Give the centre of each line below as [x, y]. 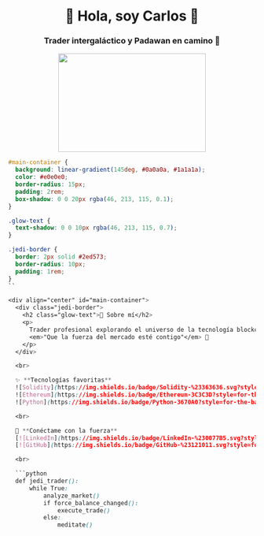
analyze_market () [71, 496]
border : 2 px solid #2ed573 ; [61, 257]
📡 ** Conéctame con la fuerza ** [66, 430]
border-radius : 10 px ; [51, 264]
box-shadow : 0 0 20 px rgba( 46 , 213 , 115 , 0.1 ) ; [95, 199]
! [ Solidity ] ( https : [47, 388]
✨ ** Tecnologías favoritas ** [64, 380]
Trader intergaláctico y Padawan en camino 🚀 [132, 41]
